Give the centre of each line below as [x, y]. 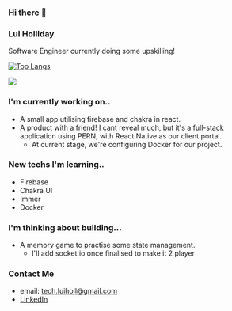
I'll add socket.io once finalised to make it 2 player [113, 253]
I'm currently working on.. [59, 102]
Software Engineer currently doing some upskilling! [92, 51]
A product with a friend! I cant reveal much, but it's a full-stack [122, 127]
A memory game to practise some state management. [107, 245]
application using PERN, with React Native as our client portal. [121, 136]
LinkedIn [34, 299]
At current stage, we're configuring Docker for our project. [127, 144]
